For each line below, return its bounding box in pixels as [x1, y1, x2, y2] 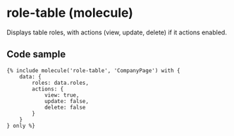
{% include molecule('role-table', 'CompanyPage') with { [6, 67, 180, 74]
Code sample [6, 48, 66, 60]
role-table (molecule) [6, 5, 133, 21]
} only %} [6, 122, 36, 129]
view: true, [44, 91, 80, 99]
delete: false [44, 104, 86, 111]
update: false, [44, 97, 90, 104]
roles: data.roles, [32, 79, 90, 86]
